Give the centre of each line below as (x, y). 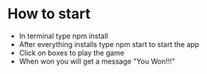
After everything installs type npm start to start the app (109, 44)
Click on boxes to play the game (72, 53)
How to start (49, 14)
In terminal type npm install (63, 36)
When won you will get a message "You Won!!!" (97, 61)
